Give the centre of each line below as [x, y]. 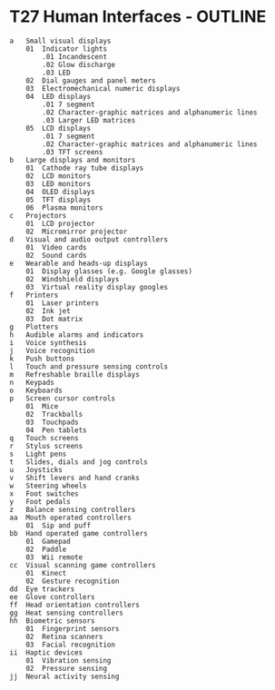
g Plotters [34, 327]
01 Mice [42, 406]
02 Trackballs [54, 414]
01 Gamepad [48, 541]
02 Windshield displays [73, 279]
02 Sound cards [57, 255]
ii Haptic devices [46, 652]
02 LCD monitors [59, 176]
